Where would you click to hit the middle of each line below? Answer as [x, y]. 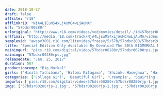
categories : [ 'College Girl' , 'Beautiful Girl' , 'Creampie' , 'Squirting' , [82, 77]
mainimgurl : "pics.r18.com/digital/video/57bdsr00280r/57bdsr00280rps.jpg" [83, 50]
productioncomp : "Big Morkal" [36, 68]
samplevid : [16, 41]
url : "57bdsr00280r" [26, 28]
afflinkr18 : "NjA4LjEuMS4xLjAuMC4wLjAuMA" [49, 23]
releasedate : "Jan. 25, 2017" [36, 59]
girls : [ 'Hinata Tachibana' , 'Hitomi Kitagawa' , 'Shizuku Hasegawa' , [77, 73]
